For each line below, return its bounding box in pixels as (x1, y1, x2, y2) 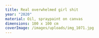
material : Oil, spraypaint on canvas (5, 16, 83, 21)
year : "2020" (5, 12, 32, 17)
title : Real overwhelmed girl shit (5, 7, 79, 12)
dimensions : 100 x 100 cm (5, 21, 58, 26)
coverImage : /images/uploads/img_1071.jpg (5, 26, 94, 31)
